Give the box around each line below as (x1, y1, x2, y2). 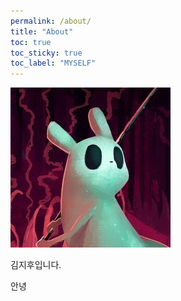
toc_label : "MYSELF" (10, 58, 97, 69)
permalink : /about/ (10, 16, 92, 26)
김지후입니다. (10, 259, 62, 271)
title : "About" (10, 26, 74, 37)
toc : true (10, 37, 52, 47)
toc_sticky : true (10, 48, 83, 58)
